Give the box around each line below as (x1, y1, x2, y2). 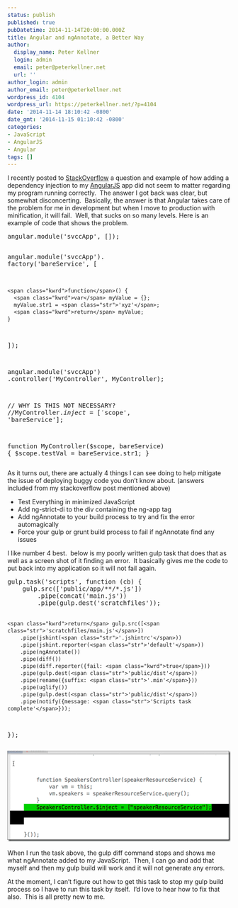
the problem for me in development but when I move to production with (7, 204, 215, 212)
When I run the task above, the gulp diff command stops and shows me (7, 849, 216, 857)
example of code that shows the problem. (7, 219, 129, 227)
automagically (17, 521, 59, 529)
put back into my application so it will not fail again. (7, 564, 157, 573)
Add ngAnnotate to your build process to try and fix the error (17, 513, 195, 521)
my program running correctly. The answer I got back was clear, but (7, 188, 208, 198)
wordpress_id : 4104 (7, 93, 65, 101)
